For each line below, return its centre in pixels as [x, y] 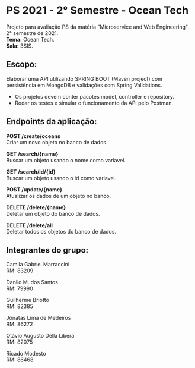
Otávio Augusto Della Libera [40, 336]
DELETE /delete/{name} [36, 207]
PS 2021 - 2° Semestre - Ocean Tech [97, 10]
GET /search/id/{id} [31, 172]
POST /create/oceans [33, 136]
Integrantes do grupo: [47, 250]
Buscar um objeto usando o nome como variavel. [66, 160]
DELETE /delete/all [30, 225]
